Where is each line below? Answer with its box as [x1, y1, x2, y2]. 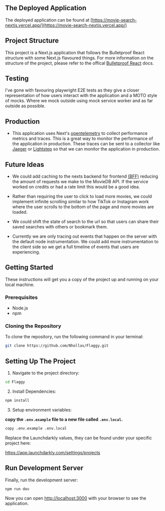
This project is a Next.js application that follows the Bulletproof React [5, 49, 145, 56]
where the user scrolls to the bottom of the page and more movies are [12, 204, 154, 210]
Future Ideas [5, 160, 44, 169]
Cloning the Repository [5, 322, 61, 329]
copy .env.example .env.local [5, 426, 67, 431]
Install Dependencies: [12, 388, 56, 394]
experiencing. [12, 249, 40, 255]
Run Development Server [5, 464, 83, 472]
